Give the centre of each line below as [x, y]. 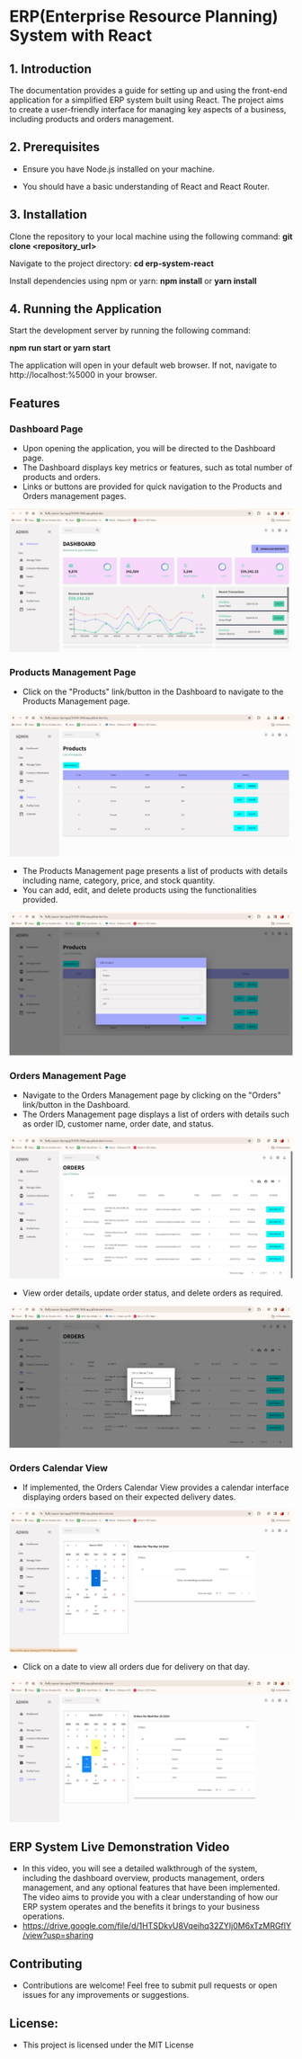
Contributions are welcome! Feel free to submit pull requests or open [150, 1985]
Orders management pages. [74, 496]
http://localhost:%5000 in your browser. [83, 375]
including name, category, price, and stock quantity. [119, 880]
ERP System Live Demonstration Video [120, 1846]
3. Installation [49, 214]
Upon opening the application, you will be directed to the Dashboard [149, 449]
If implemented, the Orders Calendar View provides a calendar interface [155, 1488]
